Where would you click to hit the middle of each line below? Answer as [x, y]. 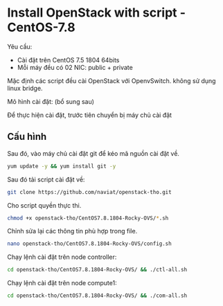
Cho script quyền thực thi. [44, 205]
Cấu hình [27, 137]
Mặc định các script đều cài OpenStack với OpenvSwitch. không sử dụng [111, 80]
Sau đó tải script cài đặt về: [46, 179]
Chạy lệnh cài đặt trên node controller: [62, 257]
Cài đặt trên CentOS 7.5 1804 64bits [68, 60]
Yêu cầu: [20, 46]
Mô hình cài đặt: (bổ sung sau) [51, 101]
